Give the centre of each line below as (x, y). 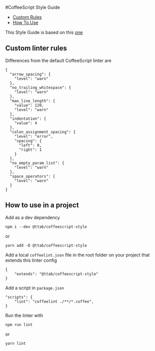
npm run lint (19, 325)
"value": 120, (29, 105)
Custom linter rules (36, 48)
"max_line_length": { (33, 101)
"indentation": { (28, 119)
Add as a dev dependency (33, 217)
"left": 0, (30, 145)
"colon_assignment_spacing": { (43, 132)
